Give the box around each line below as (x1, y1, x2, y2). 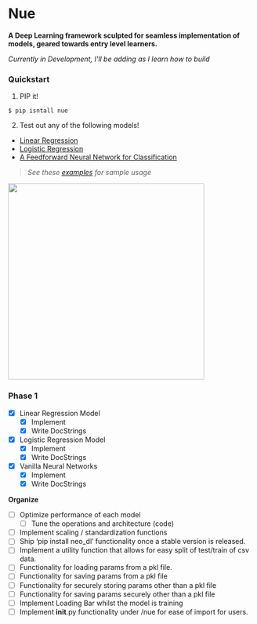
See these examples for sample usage (27, 168, 151, 177)
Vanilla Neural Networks (19, 461, 98, 471)
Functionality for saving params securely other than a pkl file (19, 589, 215, 599)
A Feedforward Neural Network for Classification (19, 152, 178, 162)
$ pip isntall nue (8, 107, 68, 115)
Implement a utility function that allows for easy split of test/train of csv (19, 546, 249, 555)
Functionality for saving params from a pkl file (19, 571, 168, 581)
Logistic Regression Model (19, 435, 106, 444)
